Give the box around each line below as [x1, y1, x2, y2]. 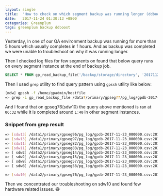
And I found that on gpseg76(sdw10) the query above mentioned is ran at [5, 104, 152, 109]
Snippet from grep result [5, 121, 64, 128]
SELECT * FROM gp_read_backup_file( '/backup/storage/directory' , [5, 73, 140, 77]
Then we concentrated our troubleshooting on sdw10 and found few [5, 181, 141, 187]
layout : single [5, 7, 36, 12]
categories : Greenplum [5, 20, 51, 26]
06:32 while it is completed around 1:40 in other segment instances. [5, 109, 140, 115]
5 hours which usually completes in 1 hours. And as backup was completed [5, 44, 155, 49]
